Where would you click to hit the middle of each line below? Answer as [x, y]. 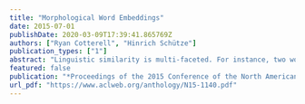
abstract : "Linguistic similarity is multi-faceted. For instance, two [148, 60]
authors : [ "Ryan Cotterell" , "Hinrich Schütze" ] [103, 43]
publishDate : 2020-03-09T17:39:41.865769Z [91, 34]
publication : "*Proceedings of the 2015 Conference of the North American [154, 77]
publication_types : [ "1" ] [58, 52]
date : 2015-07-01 [42, 26]
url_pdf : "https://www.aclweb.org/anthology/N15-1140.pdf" [123, 85]
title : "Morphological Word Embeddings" [87, 18]
